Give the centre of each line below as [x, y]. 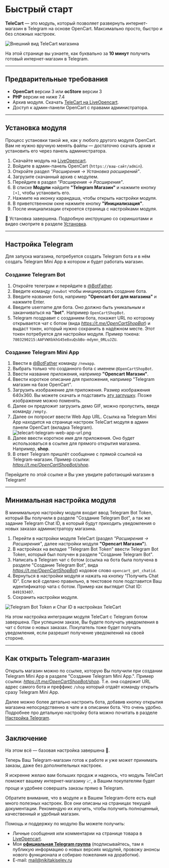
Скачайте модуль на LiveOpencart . [50, 161]
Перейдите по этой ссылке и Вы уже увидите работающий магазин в [80, 475]
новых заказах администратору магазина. [51, 528]
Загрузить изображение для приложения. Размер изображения [81, 390]
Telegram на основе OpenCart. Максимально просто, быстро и [95, 28]
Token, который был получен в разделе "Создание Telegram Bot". [83, 554]
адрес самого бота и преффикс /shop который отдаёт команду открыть [82, 687]
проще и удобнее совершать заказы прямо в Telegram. [65, 788]
